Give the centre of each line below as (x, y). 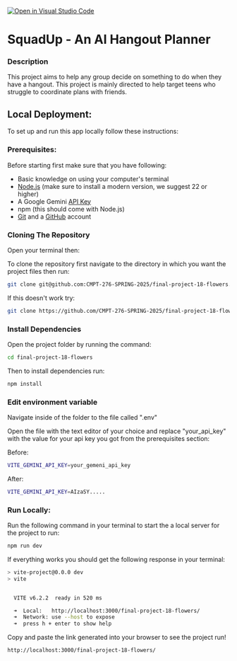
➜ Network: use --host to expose (64, 617)
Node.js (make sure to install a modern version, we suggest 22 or (113, 186)
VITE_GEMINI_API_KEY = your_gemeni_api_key (69, 465)
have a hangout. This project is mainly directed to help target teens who (112, 84)
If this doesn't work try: (41, 298)
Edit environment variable (52, 402)
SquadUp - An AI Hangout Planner (109, 40)
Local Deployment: (50, 114)
